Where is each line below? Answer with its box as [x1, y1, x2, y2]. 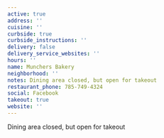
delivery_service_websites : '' [7, 51, 100, 58]
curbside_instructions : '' [7, 37, 87, 44]
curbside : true [7, 30, 53, 38]
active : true [7, 10, 46, 18]
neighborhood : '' [7, 70, 59, 77]
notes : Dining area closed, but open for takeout [7, 76, 158, 84]
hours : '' [7, 57, 37, 64]
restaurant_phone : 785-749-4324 [7, 83, 103, 90]
